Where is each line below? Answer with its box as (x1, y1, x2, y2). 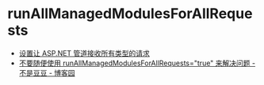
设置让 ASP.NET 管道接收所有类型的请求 (18, 48, 150, 57)
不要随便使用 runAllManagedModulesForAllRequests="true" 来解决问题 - (18, 58, 255, 68)
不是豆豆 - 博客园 (18, 68, 76, 77)
